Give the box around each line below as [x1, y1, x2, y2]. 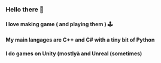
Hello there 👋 [5, 5, 44, 14]
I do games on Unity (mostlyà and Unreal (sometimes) [5, 50, 142, 57]
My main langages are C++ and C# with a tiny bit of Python [5, 36, 155, 43]
